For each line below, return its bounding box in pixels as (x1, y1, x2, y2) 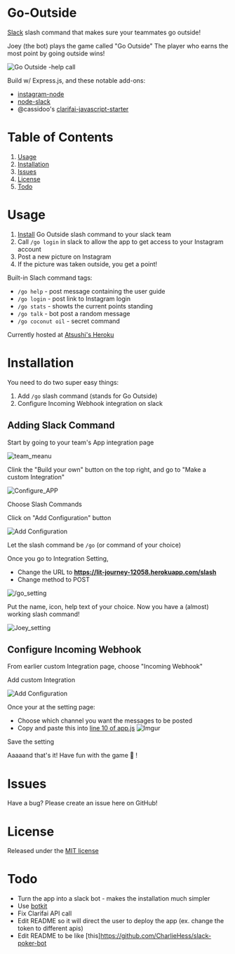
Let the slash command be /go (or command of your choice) (7, 540, 181, 549)
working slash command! (7, 610, 80, 618)
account (17, 245, 42, 253)
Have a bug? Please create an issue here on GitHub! (7, 799, 158, 808)
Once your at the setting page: (7, 703, 96, 711)
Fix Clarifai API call (17, 909, 72, 918)
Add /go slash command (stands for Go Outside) (17, 391, 158, 400)
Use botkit (17, 902, 48, 911)
